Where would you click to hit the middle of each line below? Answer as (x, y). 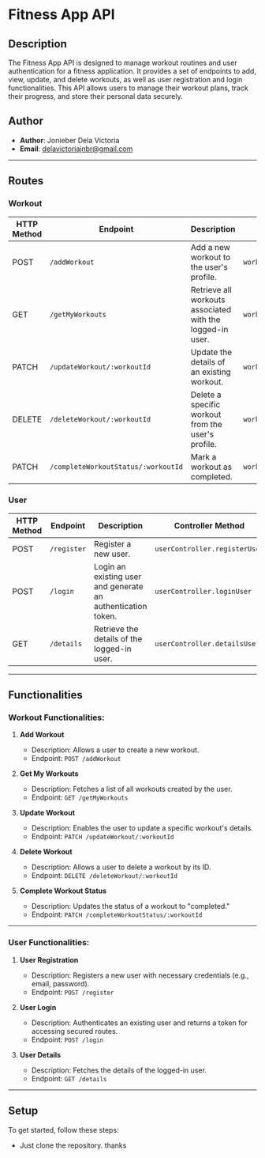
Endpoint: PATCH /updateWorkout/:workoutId (103, 837)
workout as (211, 467)
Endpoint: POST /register (73, 992)
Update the (211, 352)
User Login (38, 1007)
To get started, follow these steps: (64, 1130)
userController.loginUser (203, 591)
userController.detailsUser (207, 643)
